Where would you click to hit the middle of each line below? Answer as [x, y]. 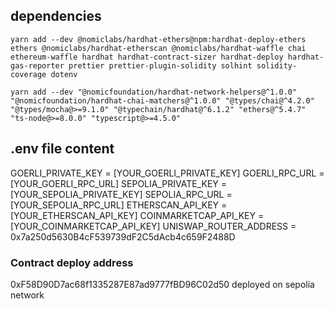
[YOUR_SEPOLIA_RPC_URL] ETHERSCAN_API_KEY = [119, 205]
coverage [28, 74]
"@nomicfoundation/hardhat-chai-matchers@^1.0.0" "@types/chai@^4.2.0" [162, 100]
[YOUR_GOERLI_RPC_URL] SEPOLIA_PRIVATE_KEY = [119, 183]
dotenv [64, 74]
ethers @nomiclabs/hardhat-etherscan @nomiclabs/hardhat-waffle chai [158, 48]
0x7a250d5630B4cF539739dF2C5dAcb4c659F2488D [123, 236]
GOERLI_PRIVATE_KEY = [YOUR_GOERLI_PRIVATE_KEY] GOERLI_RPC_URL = [167, 173]
